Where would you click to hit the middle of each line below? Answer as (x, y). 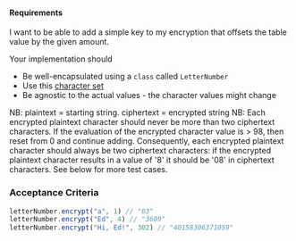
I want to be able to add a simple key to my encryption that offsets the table (148, 32)
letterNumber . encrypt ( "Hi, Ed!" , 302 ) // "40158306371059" (122, 228)
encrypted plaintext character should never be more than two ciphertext (142, 122)
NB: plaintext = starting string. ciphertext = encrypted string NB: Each (137, 112)
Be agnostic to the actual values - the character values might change (149, 96)
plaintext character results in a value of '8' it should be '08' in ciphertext (142, 160)
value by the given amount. (59, 42)
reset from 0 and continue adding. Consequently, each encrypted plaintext (147, 141)
